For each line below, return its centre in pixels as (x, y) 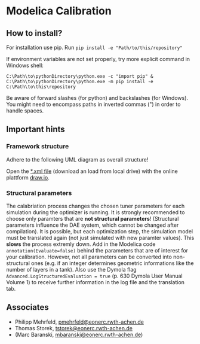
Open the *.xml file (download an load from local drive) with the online (92, 171)
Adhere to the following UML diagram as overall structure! (77, 159)
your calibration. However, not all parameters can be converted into (89, 257)
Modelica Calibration (59, 11)
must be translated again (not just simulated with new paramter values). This (100, 238)
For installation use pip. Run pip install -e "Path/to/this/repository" (95, 47)
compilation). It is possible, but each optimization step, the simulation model (99, 231)
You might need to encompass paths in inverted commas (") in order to (93, 104)
